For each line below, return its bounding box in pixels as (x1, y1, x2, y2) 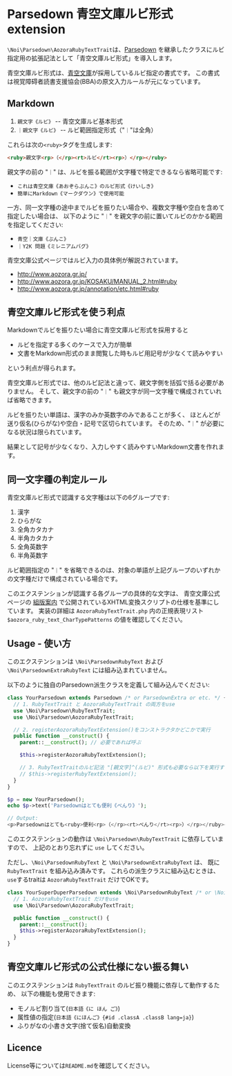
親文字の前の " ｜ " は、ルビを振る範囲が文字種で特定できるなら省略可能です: (7, 168, 223, 176)
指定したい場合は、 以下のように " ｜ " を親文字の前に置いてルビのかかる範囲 (7, 212, 223, 220)
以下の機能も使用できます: (20, 989, 95, 998)
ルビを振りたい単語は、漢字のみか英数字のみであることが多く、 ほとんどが (7, 411, 221, 419)
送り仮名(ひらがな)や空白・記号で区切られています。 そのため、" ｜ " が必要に (7, 420, 225, 428)
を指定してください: (7, 220, 64, 228)
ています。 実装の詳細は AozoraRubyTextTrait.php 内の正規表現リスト (7, 607, 204, 615)
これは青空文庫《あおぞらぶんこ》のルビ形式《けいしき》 (17, 183, 157, 190)
